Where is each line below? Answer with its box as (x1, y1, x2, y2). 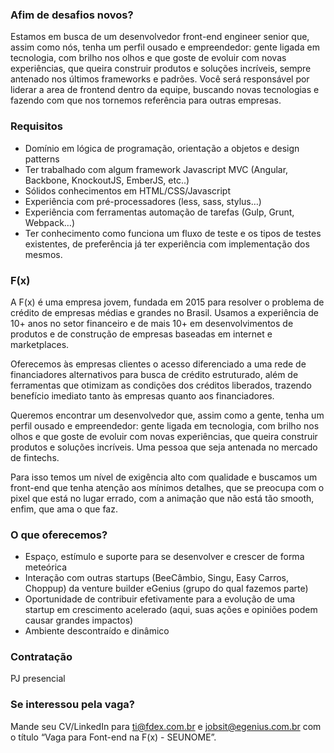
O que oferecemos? (10, 528, 108, 542)
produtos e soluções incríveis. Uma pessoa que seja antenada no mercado (10, 441, 318, 453)
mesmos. (24, 248, 63, 260)
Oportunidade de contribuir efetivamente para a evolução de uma (24, 593, 296, 605)
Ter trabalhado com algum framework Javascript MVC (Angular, (24, 163, 289, 175)
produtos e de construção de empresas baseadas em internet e (10, 328, 273, 340)
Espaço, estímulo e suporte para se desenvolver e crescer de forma (24, 551, 305, 563)
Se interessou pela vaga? (10, 698, 135, 712)
